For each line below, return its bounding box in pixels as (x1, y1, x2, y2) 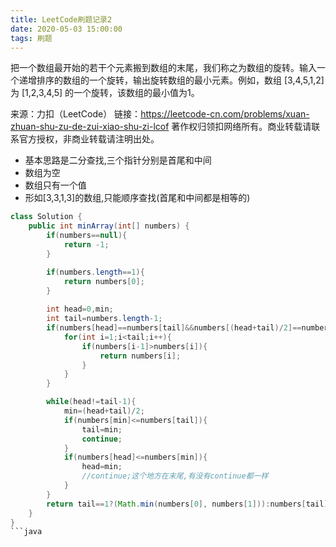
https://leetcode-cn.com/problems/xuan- (140, 108, 310, 120)
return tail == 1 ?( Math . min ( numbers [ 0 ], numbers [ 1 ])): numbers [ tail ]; (46, 499, 333, 509)
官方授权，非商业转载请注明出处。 (18, 133, 160, 145)
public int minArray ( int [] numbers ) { (28, 221, 190, 231)
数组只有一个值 (24, 179, 87, 191)
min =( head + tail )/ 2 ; (63, 406, 145, 416)
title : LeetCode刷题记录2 (10, 14, 113, 25)
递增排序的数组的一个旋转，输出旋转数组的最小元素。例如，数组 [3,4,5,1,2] (18, 74, 325, 86)
